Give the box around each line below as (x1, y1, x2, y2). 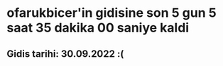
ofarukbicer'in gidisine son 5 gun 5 (6, 5, 217, 21)
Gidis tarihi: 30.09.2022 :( (6, 48, 124, 60)
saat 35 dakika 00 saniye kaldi (6, 20, 190, 36)
